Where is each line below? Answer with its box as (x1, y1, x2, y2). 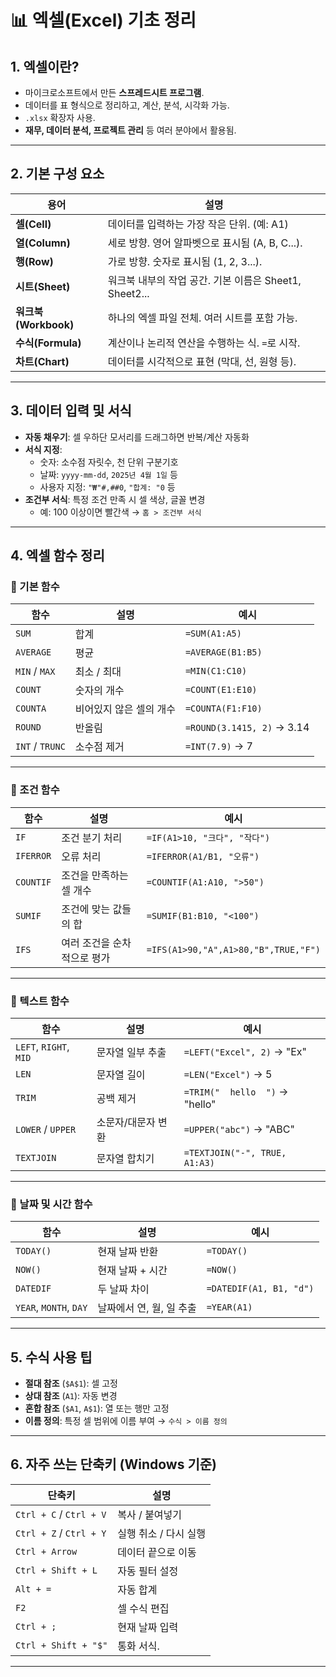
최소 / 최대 (74, 665, 122, 679)
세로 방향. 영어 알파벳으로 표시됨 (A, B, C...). (107, 236, 303, 250)
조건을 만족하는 (61, 868, 129, 882)
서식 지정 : (24, 443, 63, 455)
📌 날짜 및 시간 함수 (10, 1197, 93, 1211)
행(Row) (15, 254, 54, 268)
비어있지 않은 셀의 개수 (74, 702, 176, 716)
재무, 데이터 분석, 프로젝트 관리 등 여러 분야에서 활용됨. (24, 124, 237, 136)
